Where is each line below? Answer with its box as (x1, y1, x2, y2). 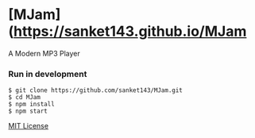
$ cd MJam (8, 94, 41, 102)
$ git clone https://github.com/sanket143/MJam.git (8, 86, 183, 94)
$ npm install (8, 101, 56, 109)
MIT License (8, 121, 49, 131)
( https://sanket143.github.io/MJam (8, 22, 247, 40)
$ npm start (8, 107, 48, 116)
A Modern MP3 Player (8, 48, 81, 58)
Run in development (8, 68, 87, 79)
